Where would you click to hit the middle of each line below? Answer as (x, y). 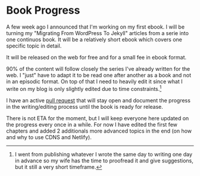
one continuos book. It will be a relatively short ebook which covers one (94, 39)
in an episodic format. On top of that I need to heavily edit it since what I (94, 81)
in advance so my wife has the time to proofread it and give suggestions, (104, 161)
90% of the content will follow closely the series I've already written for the (98, 68)
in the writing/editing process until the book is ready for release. (85, 106)
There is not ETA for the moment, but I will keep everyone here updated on (98, 118)
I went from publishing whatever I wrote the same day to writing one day (103, 154)
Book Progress (43, 10)
